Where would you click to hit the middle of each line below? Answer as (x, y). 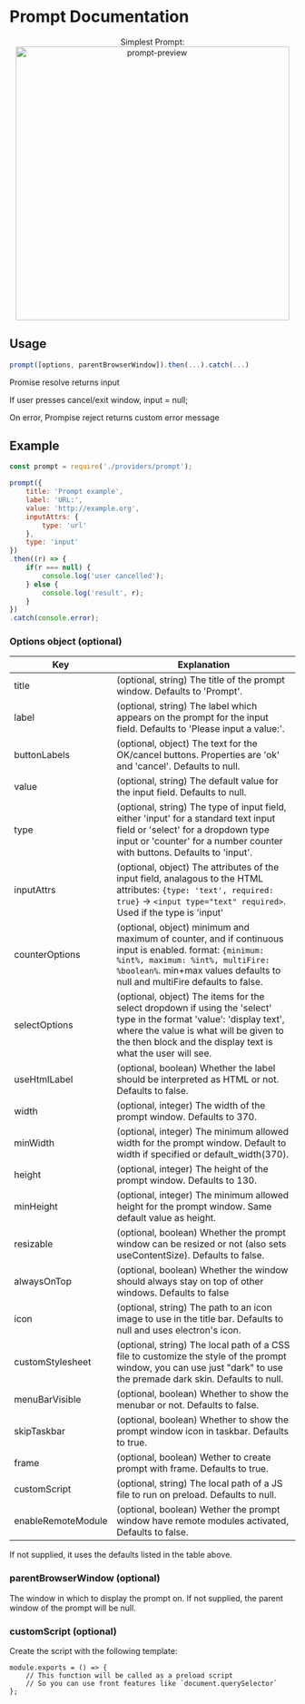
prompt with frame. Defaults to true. (193, 1469)
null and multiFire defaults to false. (190, 982)
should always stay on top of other (190, 1282)
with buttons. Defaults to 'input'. (184, 852)
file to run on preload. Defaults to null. (197, 1495)
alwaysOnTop (43, 1282)
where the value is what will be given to (200, 1030)
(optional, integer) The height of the (193, 1169)
